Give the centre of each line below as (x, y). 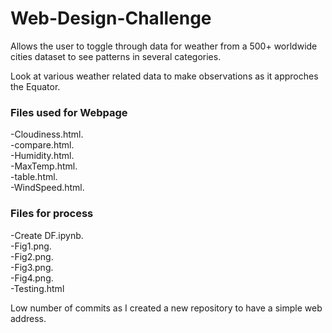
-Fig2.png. (32, 256)
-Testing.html (37, 288)
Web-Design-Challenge (111, 18)
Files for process (52, 214)
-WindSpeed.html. (47, 188)
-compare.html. (42, 145)
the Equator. (35, 86)
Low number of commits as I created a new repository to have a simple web (166, 308)
